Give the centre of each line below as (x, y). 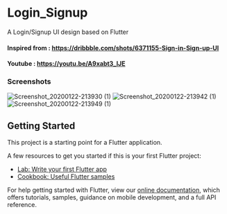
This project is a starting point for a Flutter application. (85, 143)
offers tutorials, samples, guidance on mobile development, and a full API (112, 197)
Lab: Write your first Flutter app (62, 169)
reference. (22, 205)
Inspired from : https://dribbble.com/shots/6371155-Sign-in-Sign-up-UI (113, 48)
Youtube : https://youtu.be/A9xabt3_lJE (66, 64)
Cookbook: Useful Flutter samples (66, 177)
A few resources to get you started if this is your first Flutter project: (104, 156)
